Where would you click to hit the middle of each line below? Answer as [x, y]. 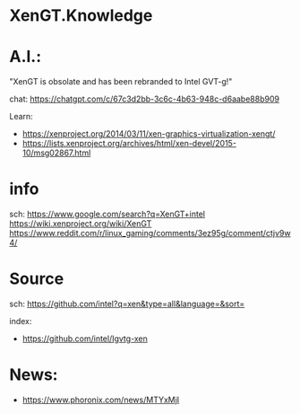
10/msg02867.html [56, 153]
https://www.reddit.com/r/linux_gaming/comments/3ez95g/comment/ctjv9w [150, 233]
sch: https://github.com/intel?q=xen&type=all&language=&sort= [127, 304]
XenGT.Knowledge [81, 16]
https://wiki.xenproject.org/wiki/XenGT [81, 224]
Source [37, 279]
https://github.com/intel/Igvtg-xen [85, 339]
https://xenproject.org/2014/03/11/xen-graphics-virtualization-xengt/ [149, 134]
